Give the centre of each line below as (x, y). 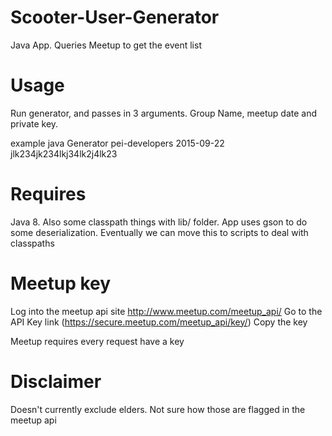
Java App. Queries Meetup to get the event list (106, 45)
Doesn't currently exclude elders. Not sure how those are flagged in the (158, 409)
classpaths (32, 243)
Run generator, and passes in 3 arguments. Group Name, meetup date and (164, 113)
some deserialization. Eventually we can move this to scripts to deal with (159, 232)
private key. (34, 123)
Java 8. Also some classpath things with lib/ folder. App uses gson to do (159, 222)
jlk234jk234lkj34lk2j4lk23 (64, 153)
